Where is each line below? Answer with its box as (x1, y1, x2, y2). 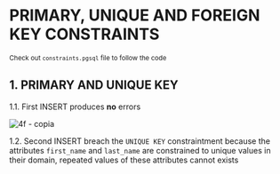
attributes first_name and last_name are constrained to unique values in (9, 145, 271, 155)
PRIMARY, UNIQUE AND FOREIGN (9, 5, 260, 26)
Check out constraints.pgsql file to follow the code (9, 53, 167, 62)
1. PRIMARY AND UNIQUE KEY (9, 77, 180, 93)
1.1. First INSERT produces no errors (9, 101, 141, 112)
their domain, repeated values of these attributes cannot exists (9, 154, 239, 165)
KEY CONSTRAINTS (9, 24, 160, 44)
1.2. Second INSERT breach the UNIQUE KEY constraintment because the (9, 135, 271, 146)
